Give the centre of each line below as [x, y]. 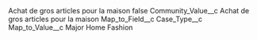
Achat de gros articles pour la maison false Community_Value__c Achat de [129, 11]
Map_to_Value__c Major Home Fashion [71, 27]
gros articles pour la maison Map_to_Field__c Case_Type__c [105, 19]
